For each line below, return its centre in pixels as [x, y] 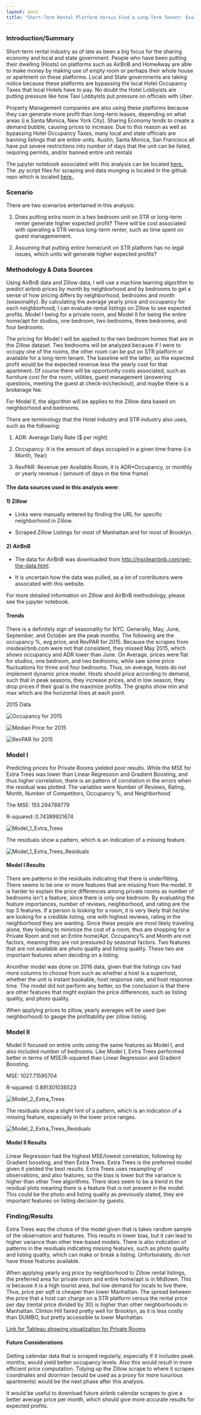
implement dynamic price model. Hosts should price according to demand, [98, 673]
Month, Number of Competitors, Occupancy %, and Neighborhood [88, 793]
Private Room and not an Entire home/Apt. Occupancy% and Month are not [99, 936]
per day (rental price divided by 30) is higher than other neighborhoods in [97, 1304]
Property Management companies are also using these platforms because [98, 107]
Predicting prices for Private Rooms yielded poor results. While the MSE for [99, 768]
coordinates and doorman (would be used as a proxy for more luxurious [95, 1375]
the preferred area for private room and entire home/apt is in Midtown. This [99, 1279]
